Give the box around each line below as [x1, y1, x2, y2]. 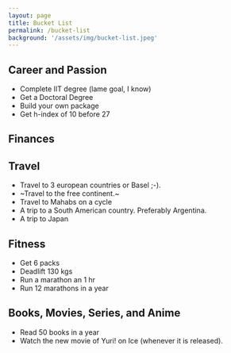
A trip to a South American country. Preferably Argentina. [19, 205, 207, 215]
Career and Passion [8, 63, 107, 76]
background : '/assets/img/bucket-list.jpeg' [8, 33, 158, 42]
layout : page [8, 11, 52, 20]
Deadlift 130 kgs [19, 267, 73, 276]
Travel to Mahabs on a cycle [19, 198, 113, 207]
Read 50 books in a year [19, 327, 100, 337]
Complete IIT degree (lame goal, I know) [19, 84, 152, 94]
